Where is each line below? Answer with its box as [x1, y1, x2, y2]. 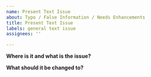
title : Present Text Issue [6, 20, 73, 26]
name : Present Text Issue [6, 8, 70, 15]
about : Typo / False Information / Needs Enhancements [6, 14, 146, 20]
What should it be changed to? [6, 64, 84, 72]
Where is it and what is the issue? [6, 53, 91, 60]
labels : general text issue [6, 25, 76, 32]
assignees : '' [6, 31, 42, 37]
